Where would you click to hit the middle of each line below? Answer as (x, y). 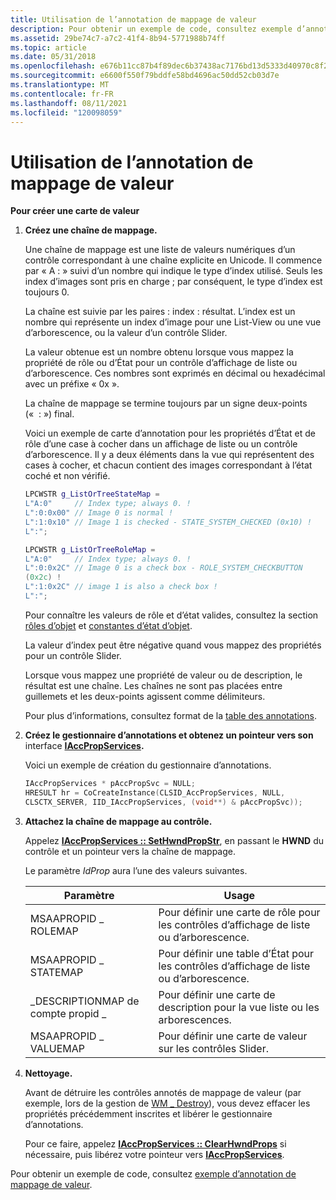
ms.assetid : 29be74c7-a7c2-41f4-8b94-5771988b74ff (118, 38)
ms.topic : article (48, 47)
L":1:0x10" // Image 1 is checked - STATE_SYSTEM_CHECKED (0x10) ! (168, 522)
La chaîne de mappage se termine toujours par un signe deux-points (166, 403)
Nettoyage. (48, 1073)
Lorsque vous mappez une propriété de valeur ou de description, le (163, 675)
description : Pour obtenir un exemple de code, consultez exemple (151, 29)
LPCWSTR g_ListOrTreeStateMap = (92, 494)
